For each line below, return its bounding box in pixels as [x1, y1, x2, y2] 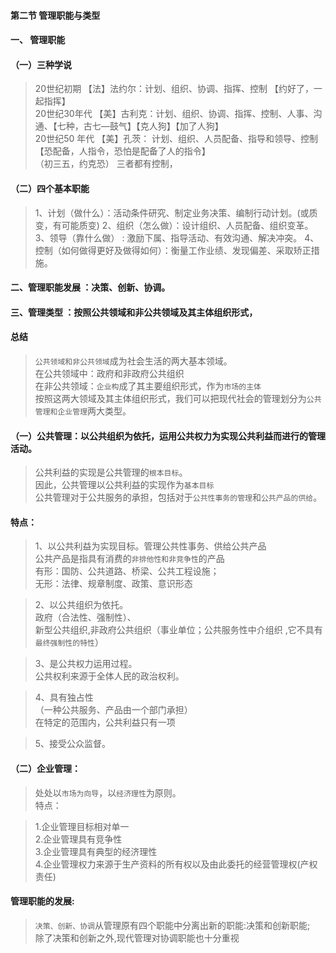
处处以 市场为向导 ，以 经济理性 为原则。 [34, 786, 182, 799]
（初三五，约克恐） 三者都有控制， [34, 158, 178, 170]
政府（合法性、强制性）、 [34, 611, 137, 624]
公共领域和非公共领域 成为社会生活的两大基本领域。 [34, 355, 233, 367]
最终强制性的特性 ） [34, 636, 104, 649]
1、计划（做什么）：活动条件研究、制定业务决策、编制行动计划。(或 [34, 206, 310, 219]
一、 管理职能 [10, 34, 66, 46]
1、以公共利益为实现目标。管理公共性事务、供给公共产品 [34, 540, 267, 552]
